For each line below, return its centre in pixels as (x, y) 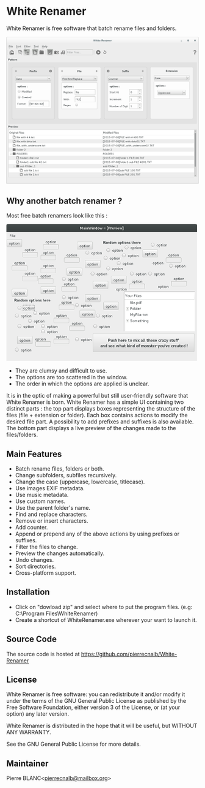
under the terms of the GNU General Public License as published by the (96, 701)
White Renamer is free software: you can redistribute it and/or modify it (96, 694)
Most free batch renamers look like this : (57, 216)
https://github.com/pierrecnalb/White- (129, 654)
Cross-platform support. (45, 573)
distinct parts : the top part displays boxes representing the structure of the (101, 409)
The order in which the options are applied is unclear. (82, 384)
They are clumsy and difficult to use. (61, 371)
